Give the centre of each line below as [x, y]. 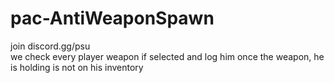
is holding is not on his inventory [77, 67]
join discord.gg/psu [50, 46]
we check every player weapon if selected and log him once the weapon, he [167, 56]
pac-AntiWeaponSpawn [112, 18]
